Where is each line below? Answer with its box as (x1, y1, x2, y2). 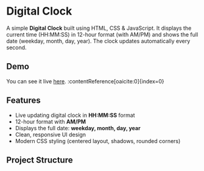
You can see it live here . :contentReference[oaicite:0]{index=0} (6, 77, 164, 85)
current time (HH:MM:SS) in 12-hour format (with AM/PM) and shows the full (6, 30, 199, 38)
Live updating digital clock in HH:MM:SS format (15, 111, 135, 119)
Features (6, 96, 41, 106)
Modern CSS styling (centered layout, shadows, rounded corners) (15, 137, 181, 144)
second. (6, 44, 27, 51)
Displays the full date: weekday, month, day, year (15, 124, 141, 131)
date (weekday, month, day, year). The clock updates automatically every (6, 37, 191, 44)
